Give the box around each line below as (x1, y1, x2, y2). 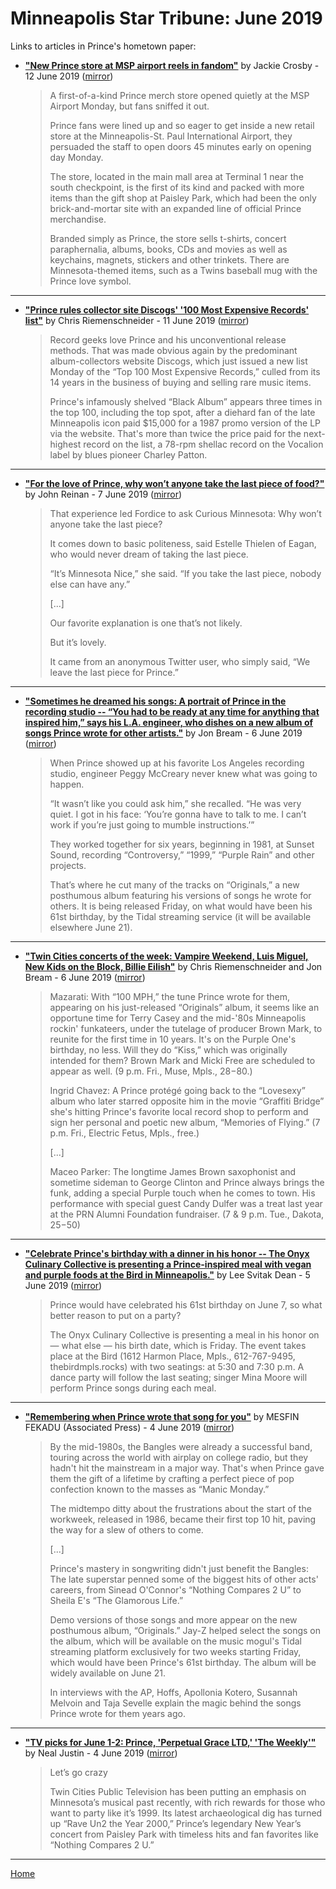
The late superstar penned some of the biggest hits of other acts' (49, 1573, 319, 1585)
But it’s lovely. (49, 636, 107, 648)
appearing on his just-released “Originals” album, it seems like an (49, 1001, 320, 1013)
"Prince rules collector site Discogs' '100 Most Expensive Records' (24, 303, 310, 316)
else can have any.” (49, 578, 131, 590)
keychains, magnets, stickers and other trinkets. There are (49, 253, 290, 266)
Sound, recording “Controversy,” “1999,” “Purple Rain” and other (49, 848, 315, 861)
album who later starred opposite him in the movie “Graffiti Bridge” (49, 1095, 325, 1107)
